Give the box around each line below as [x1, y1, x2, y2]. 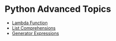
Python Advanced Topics [4, 3, 112, 15]
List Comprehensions [11, 25, 56, 31]
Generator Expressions [11, 30, 59, 36]
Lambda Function [11, 20, 48, 26]
